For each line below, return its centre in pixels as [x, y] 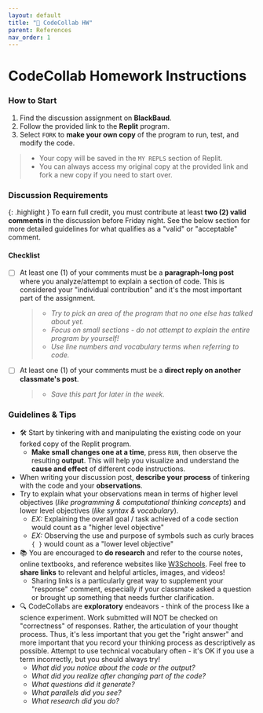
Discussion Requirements [58, 195]
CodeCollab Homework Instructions [128, 76]
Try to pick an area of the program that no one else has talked [152, 313]
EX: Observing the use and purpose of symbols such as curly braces [142, 536]
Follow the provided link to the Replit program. [95, 126]
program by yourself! [85, 338]
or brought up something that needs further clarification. [122, 597]
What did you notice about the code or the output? [113, 667]
